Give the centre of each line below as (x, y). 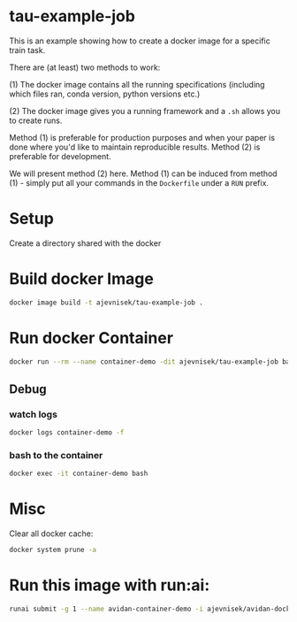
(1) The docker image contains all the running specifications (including (137, 84)
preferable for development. (61, 156)
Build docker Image (82, 279)
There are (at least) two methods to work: (85, 67)
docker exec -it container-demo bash (79, 474)
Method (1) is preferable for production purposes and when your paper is (142, 137)
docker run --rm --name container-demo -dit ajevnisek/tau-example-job (144, 361)
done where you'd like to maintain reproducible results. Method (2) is (135, 147)
